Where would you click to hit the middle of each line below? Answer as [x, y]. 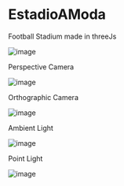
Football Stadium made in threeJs [62, 36]
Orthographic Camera [43, 97]
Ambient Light [31, 128]
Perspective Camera [41, 67]
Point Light [26, 158]
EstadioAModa [57, 15]
